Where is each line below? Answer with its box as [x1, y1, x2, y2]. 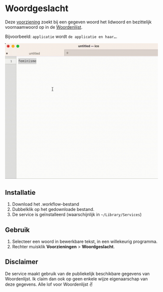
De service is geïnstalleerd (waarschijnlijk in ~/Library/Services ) [12, 212, 142, 218]
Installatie [5, 188, 36, 197]
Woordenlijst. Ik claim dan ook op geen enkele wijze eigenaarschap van [5, 275, 148, 282]
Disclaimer [5, 258, 38, 266]
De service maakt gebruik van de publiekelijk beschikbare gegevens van [5, 271, 150, 276]
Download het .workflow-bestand [12, 201, 79, 207]
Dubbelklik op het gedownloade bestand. [12, 206, 95, 212]
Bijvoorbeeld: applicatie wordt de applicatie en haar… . [5, 34, 117, 39]
